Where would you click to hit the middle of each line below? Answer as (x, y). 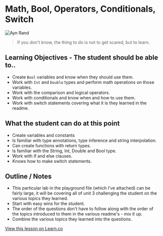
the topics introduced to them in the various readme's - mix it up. (77, 214)
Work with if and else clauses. (42, 156)
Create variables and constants (43, 135)
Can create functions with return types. (51, 145)
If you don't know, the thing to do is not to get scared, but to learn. (83, 42)
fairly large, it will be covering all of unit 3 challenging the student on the (84, 193)
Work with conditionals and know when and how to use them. (74, 98)
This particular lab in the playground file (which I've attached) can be (81, 188)
